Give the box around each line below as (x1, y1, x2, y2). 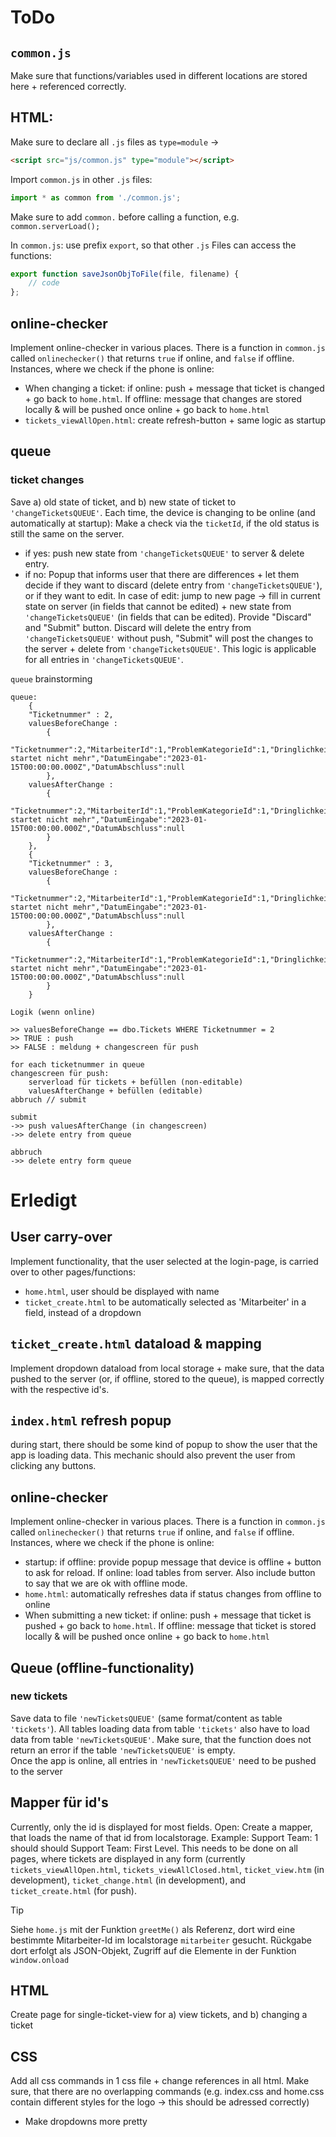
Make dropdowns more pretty (24, 2116, 148, 2128)
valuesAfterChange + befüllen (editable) (28, 1086, 203, 1096)
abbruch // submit (10, 1094, 87, 1105)
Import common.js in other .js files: (10, 173, 153, 185)
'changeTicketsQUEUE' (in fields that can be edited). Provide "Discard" (24, 611, 312, 623)
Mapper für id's (10, 1794, 109, 1811)
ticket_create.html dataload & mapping (10, 1336, 262, 1353)
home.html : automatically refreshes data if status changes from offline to (24, 1588, 322, 1600)
